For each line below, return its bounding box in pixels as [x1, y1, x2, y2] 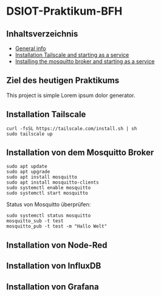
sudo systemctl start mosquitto [6, 190, 88, 197]
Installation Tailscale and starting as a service [15, 51, 129, 59]
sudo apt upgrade [6, 169, 50, 175]
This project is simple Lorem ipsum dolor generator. [6, 92, 135, 99]
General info [15, 45, 47, 52]
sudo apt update [6, 164, 47, 170]
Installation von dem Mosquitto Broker [6, 148, 154, 158]
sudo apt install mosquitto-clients [6, 179, 99, 186]
